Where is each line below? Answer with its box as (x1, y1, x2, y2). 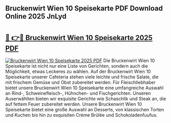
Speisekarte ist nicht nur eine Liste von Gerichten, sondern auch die (5, 63, 148, 69)
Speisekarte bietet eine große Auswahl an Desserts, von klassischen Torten (5, 107, 164, 112)
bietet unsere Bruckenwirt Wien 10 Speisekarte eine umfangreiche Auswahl (5, 85, 164, 91)
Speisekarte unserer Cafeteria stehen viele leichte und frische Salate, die (5, 74, 159, 80)
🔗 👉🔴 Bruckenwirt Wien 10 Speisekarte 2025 (5, 33, 153, 42)
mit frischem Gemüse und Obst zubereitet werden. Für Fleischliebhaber (5, 79, 156, 85)
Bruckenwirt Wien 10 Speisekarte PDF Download (5, 4, 163, 13)
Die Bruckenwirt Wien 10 (103, 57, 155, 64)
